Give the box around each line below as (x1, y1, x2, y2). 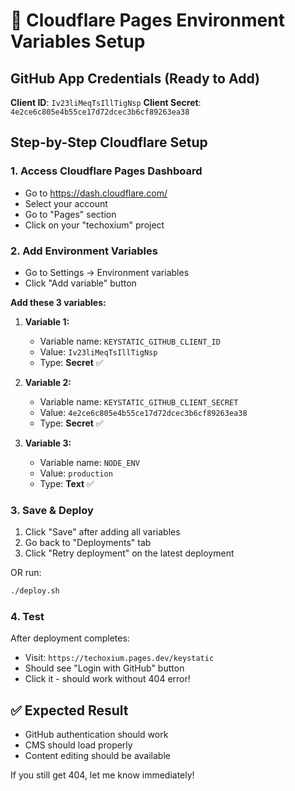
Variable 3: (24, 437, 72, 449)
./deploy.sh (10, 586, 60, 596)
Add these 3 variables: (10, 296, 107, 308)
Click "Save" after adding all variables (24, 526, 181, 538)
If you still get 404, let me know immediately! (10, 769, 195, 781)
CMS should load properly (24, 739, 133, 751)
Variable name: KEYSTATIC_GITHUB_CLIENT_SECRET (39, 395, 239, 408)
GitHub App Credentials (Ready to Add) (10, 70, 260, 87)
